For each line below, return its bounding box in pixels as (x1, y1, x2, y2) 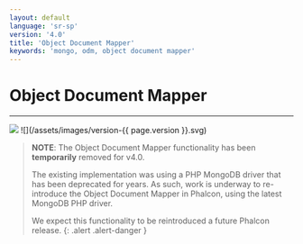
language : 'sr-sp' (9, 22, 78, 31)
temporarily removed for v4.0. (31, 152, 145, 163)
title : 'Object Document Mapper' (9, 38, 135, 48)
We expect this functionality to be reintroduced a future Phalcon (31, 215, 271, 226)
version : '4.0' (9, 30, 67, 39)
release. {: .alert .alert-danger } (31, 225, 147, 236)
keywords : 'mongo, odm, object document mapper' (9, 47, 196, 56)
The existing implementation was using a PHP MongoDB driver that (31, 169, 281, 180)
